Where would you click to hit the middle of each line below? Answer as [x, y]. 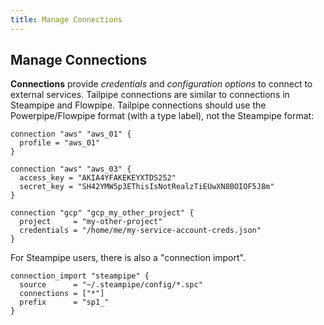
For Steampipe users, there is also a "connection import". [128, 258]
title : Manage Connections [66, 19]
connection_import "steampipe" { [80, 276]
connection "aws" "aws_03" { [71, 169]
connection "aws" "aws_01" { [71, 134]
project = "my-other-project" [91, 222]
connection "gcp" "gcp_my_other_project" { [102, 213]
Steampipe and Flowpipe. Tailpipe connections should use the [138, 105]
